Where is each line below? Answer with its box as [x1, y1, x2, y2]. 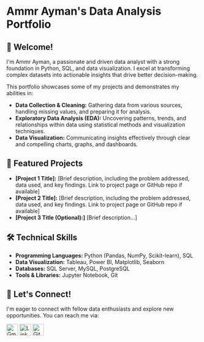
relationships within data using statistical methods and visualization [15, 121, 186, 128]
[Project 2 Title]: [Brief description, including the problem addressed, [15, 194, 191, 201]
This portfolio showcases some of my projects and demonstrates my [6, 83, 179, 90]
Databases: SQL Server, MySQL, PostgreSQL [15, 265, 130, 272]
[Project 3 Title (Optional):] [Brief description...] [15, 214, 138, 221]
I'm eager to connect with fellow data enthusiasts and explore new [6, 305, 175, 313]
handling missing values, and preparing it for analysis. [15, 108, 152, 115]
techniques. [15, 128, 45, 134]
